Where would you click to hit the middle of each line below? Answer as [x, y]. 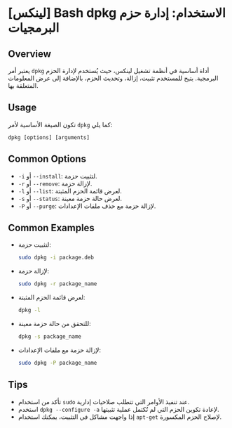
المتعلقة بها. [23, 85]
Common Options [47, 159]
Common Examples [52, 228]
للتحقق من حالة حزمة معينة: [54, 324]
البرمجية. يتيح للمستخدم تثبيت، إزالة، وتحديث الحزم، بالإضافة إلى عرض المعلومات [113, 78]
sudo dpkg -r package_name [57, 284]
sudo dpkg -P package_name [57, 363]
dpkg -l [29, 311]
